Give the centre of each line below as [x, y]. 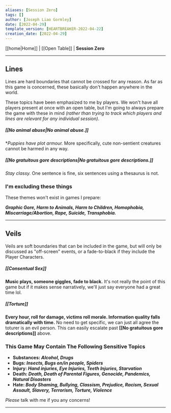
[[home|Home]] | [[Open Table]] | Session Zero [55, 48]
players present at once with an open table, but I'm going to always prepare [84, 107]
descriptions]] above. [28, 333]
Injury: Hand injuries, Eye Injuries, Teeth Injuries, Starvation [77, 369]
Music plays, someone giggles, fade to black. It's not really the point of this [85, 281]
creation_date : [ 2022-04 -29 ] [36, 34]
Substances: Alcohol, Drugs [43, 358]
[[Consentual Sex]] [26, 268]
